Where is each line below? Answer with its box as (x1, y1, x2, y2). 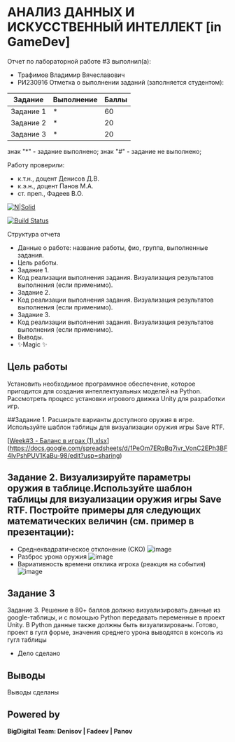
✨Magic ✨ (17, 340, 48, 349)
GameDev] (7, 34, 71, 50)
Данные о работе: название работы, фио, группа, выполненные (17, 243, 208, 252)
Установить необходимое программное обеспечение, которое (7, 379, 196, 388)
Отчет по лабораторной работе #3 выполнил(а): (7, 57, 152, 65)
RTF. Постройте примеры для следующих (7, 505, 201, 517)
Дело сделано (17, 649, 61, 658)
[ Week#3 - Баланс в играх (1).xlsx (7, 436, 107, 444)
